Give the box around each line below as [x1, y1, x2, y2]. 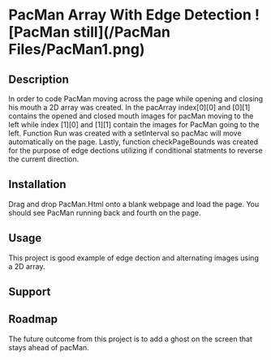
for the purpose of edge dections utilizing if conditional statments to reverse [8, 146, 263, 155]
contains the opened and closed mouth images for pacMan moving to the [8, 111, 254, 121]
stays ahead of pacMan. [8, 342, 89, 352]
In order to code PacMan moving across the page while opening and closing [8, 94, 264, 103]
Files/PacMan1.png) [8, 41, 145, 58]
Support [8, 285, 51, 299]
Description [8, 72, 69, 86]
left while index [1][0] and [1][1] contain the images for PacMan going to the [8, 120, 260, 129]
